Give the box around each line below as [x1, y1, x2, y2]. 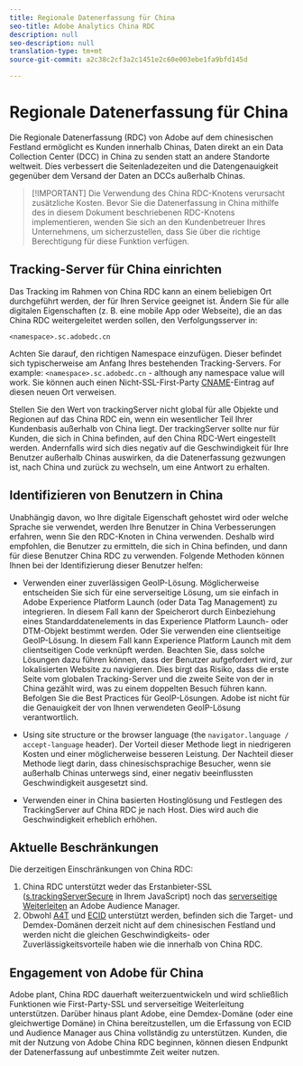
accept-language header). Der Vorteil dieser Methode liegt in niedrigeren [22, 738, 291, 750]
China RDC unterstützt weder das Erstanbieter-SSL [22, 882, 213, 893]
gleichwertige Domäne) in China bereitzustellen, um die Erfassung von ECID [9, 1018, 291, 1029]
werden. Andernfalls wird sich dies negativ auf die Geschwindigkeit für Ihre [9, 442, 289, 453]
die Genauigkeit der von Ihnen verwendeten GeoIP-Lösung [22, 702, 241, 713]
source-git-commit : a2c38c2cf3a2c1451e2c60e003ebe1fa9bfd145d [9, 55, 248, 64]
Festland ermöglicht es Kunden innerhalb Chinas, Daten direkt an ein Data [9, 141, 284, 152]
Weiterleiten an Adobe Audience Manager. [22, 901, 180, 912]
